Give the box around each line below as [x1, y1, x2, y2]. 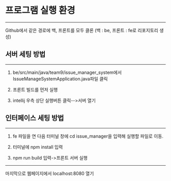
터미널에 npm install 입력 [12, 144, 63, 150]
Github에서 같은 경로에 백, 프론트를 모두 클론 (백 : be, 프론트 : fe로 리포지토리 [5, 27, 159, 33]
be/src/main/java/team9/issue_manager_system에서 [12, 69, 122, 75]
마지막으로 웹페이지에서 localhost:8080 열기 [5, 170, 94, 176]
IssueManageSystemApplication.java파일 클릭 [12, 75, 108, 82]
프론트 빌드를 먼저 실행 [12, 86, 58, 92]
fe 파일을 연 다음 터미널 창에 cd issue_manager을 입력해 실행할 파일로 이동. [12, 133, 164, 139]
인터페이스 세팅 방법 [5, 114, 64, 122]
